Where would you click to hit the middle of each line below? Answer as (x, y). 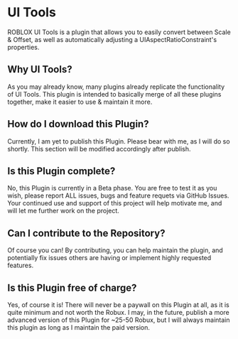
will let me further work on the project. (63, 211)
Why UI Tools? (40, 69)
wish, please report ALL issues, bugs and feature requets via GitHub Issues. (118, 195)
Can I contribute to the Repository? (86, 233)
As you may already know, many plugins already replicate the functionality (116, 87)
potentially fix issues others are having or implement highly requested (109, 258)
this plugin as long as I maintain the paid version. (79, 327)
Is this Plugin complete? (61, 171)
